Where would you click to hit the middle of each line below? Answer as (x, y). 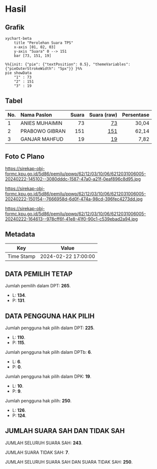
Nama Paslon (36, 115)
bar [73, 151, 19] (33, 56)
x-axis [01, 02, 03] (35, 47)
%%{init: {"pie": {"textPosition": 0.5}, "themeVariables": (68, 64)
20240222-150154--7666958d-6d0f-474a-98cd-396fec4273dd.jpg (74, 199)
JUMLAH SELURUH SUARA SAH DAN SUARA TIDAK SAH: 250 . (69, 462)
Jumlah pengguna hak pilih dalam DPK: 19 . (48, 376)
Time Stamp (22, 256)
